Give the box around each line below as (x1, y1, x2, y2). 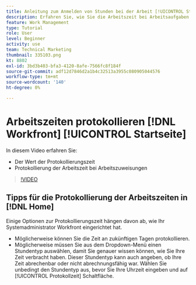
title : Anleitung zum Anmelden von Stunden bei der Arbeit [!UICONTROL (6, 8, 184, 15)
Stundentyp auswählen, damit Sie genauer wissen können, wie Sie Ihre (14, 247, 185, 255)
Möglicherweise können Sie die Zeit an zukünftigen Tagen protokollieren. (14, 235, 190, 242)
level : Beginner (6, 36, 45, 42)
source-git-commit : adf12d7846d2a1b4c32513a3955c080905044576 (6, 68, 160, 74)
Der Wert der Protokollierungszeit (14, 158, 95, 165)
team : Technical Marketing (6, 47, 72, 53)
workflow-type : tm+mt (6, 74, 59, 80)
